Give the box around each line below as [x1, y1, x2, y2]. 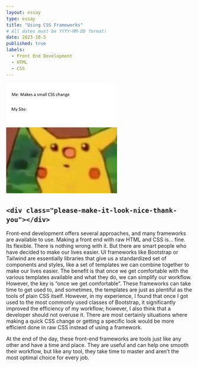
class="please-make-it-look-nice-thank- [25, 206, 177, 215]
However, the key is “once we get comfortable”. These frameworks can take [6, 280, 191, 287]
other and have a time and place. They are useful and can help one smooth [6, 342, 189, 349]
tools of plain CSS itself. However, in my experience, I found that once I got [6, 293, 189, 300]
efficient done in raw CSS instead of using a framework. [6, 324, 142, 331]
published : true [6, 41, 46, 47]
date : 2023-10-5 [6, 34, 46, 41]
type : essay [6, 15, 35, 22]
